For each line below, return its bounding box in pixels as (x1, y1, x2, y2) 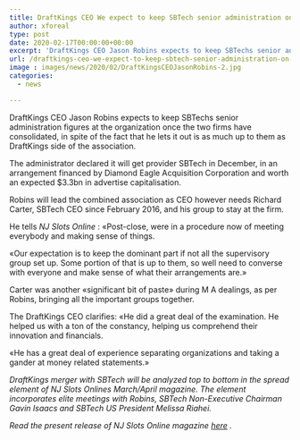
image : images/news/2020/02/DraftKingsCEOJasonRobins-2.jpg (9, 63, 242, 72)
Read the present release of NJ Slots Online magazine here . (9, 419, 232, 430)
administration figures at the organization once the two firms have (9, 122, 252, 132)
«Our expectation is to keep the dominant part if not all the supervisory (9, 248, 270, 258)
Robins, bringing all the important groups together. (9, 293, 195, 304)
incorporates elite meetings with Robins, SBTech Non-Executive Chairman (9, 393, 283, 403)
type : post (9, 30, 50, 38)
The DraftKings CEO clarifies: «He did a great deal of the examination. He (9, 310, 279, 322)
